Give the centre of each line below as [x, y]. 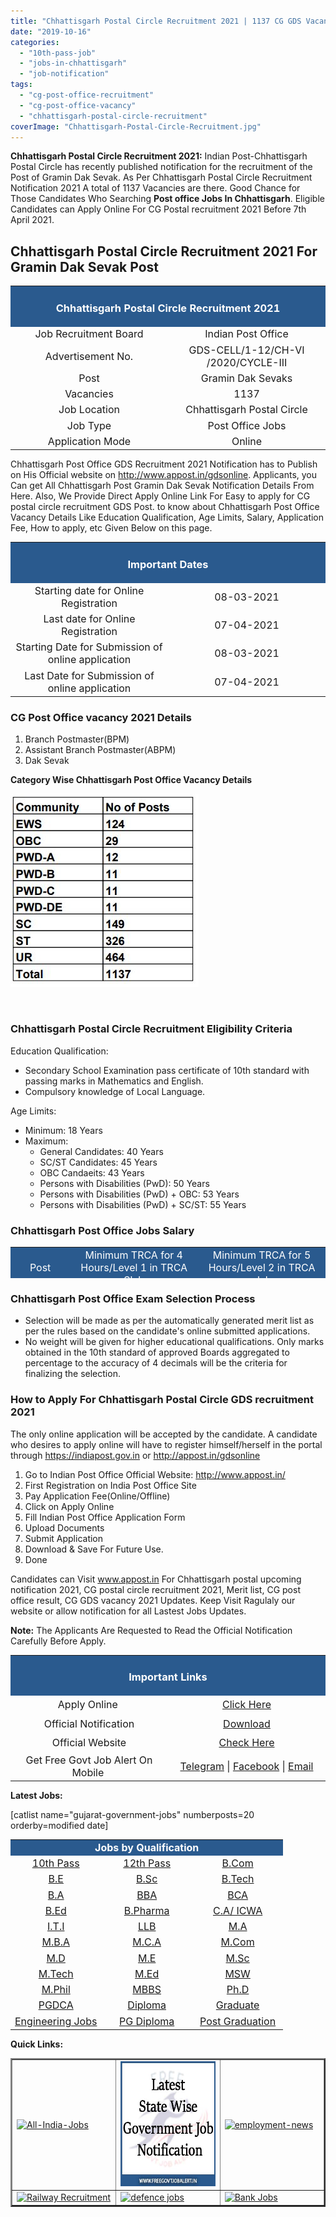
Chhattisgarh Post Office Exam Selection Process [133, 1298]
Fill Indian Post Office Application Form [105, 1517]
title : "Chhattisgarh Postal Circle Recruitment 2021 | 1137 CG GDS [156, 21]
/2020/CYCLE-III [247, 362]
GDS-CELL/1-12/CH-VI [246, 350]
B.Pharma [146, 1910]
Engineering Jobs [56, 2021]
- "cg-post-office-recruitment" [87, 95]
